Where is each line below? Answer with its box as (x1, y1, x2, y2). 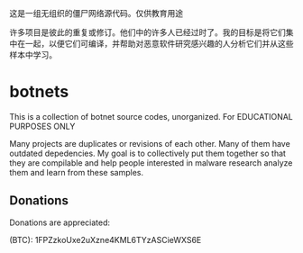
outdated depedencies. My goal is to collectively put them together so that (9, 148, 287, 158)
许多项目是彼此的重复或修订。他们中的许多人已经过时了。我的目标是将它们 (9, 27, 286, 38)
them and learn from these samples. (9, 167, 144, 177)
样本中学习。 (9, 50, 57, 60)
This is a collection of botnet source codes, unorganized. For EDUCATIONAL (9, 111, 293, 122)
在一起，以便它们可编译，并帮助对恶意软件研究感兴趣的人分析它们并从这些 (16, 39, 294, 49)
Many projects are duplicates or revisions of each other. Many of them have (9, 138, 290, 149)
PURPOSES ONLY (9, 121, 76, 131)
